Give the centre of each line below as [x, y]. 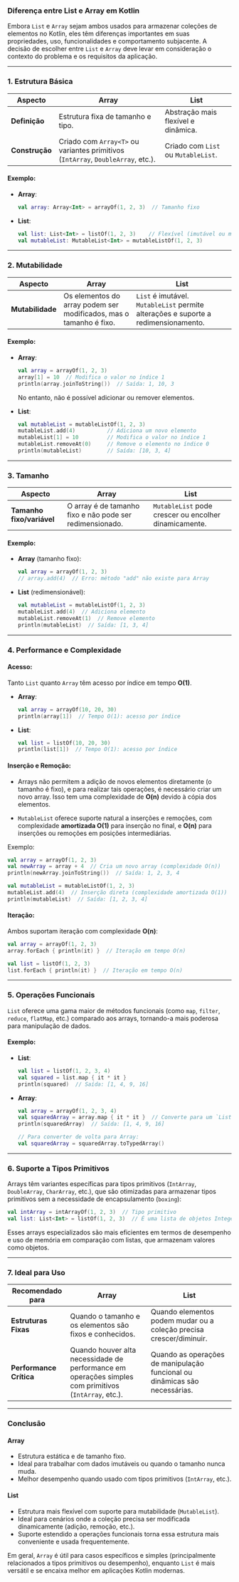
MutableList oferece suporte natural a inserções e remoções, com [115, 818]
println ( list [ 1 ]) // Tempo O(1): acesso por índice [97, 750]
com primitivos [95, 1385]
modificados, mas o [96, 313]
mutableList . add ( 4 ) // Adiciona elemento [81, 612]
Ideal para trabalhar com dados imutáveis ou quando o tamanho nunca [121, 1464]
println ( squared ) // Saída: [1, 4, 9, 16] [83, 1084]
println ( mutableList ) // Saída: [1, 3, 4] [83, 625]
